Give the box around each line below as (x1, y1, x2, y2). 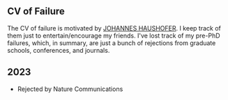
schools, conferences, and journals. (7, 46, 110, 54)
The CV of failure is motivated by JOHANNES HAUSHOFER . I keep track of (7, 24, 221, 32)
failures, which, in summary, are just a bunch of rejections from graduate (7, 38, 216, 47)
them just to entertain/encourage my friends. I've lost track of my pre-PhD (7, 31, 221, 40)
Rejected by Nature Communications (17, 85, 123, 93)
